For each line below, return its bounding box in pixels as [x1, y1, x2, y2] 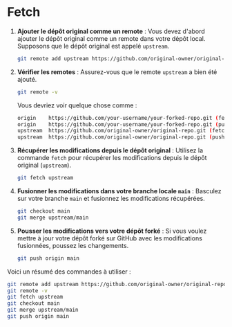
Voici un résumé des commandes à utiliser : [7, 267, 131, 276]
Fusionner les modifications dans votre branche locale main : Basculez [17, 187, 222, 195]
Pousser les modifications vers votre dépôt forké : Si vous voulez [17, 227, 207, 235]
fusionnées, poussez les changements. [17, 241, 129, 249]
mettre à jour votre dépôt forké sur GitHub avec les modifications [17, 233, 202, 242]
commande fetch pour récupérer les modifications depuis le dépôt [17, 154, 207, 162]
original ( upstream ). [17, 161, 71, 170]
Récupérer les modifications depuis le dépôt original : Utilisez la [17, 146, 204, 154]
